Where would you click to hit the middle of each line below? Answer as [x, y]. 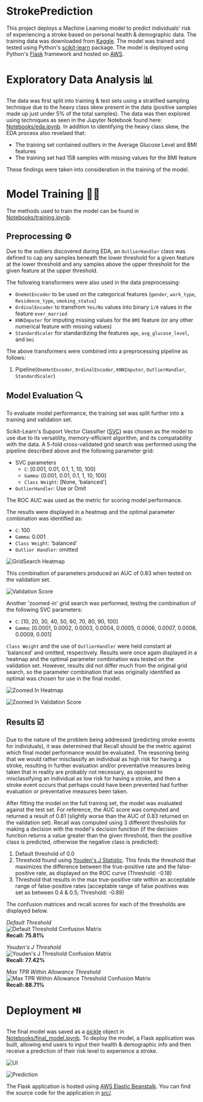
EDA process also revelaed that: [46, 133]
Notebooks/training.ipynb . [39, 217]
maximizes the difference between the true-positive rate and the [95, 867]
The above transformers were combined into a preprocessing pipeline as [97, 351]
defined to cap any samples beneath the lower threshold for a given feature [101, 257]
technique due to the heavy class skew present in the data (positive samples [102, 107]
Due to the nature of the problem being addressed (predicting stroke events [101, 740]
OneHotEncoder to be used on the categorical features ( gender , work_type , [105, 294]
